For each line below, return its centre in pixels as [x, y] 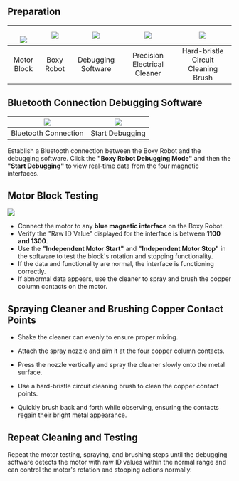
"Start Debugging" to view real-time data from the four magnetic [103, 166]
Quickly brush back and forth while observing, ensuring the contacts [118, 408]
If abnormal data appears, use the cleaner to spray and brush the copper [124, 279]
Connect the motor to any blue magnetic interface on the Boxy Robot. [121, 226]
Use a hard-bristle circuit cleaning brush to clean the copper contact [118, 386]
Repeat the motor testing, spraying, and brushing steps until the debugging [117, 455]
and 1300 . [33, 241]
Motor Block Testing [53, 196]
